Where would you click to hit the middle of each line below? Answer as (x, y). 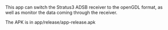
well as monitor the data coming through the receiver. (61, 12)
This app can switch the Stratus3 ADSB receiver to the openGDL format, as (84, 7)
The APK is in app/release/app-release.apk (50, 22)
